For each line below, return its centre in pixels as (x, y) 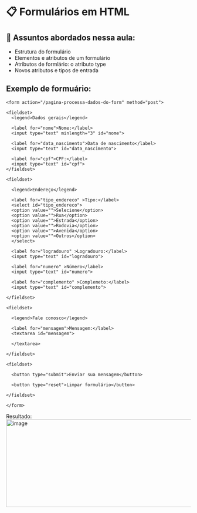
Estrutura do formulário (43, 52)
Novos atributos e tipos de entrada (56, 70)
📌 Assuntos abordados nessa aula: (71, 37)
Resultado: (19, 416)
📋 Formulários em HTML (68, 12)
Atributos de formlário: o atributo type (60, 64)
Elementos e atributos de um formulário (62, 58)
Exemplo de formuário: (49, 89)
